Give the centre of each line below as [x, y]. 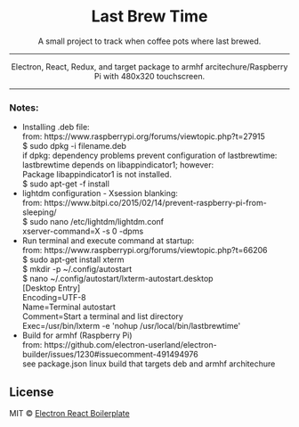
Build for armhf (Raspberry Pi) [77, 335]
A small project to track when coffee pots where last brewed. [149, 41]
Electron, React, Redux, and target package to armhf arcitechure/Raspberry [149, 66]
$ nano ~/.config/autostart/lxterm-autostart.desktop [117, 279]
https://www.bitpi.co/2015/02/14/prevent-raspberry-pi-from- [155, 203]
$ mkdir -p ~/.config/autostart [77, 269]
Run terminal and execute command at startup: [108, 241]
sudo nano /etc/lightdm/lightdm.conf [97, 222]
